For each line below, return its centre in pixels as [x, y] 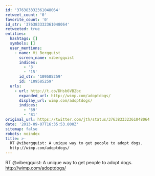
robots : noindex [23, 134]
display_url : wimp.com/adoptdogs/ [56, 100]
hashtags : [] [24, 39]
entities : [16, 34]
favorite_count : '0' [27, 19]
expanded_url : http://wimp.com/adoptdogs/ [65, 96]
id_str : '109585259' [41, 77]
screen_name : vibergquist [46, 58]
